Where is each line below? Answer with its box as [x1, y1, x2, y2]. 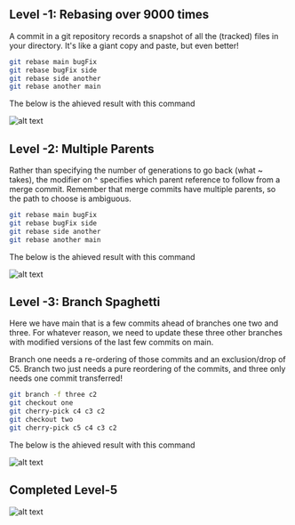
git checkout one [9, 399, 74, 408]
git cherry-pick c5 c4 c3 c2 [9, 423, 117, 432]
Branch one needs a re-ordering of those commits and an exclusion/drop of [9, 354, 286, 365]
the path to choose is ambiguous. [9, 193, 132, 204]
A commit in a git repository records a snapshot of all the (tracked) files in [9, 30, 279, 41]
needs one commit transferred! [9, 373, 123, 384]
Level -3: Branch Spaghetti [9, 295, 161, 310]
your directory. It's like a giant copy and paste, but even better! [9, 40, 240, 51]
